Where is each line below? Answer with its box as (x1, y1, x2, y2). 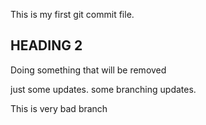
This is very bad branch (10, 102, 108, 114)
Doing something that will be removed (10, 64, 167, 76)
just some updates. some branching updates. (10, 83, 197, 95)
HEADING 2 (10, 37, 83, 54)
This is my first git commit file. (10, 9, 135, 20)
